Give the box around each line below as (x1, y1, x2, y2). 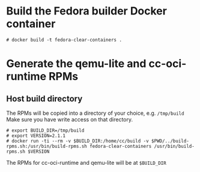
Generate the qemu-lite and (6, 57, 147, 70)
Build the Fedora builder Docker (6, 4, 167, 18)
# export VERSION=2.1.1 (6, 132, 66, 139)
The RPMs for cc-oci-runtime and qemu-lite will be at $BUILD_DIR (6, 159, 166, 166)
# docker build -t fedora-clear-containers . (6, 37, 122, 43)
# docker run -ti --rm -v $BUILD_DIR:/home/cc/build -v (6, 138, 149, 144)
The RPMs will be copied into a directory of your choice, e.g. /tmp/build (6, 109, 184, 117)
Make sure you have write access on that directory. (6, 115, 133, 123)
